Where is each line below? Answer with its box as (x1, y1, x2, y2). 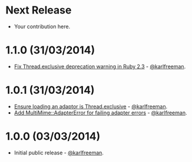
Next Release (5, 4, 72, 17)
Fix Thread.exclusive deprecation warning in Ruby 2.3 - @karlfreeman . (14, 63, 186, 70)
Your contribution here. (14, 23, 71, 30)
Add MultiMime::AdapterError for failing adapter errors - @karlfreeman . (14, 109, 187, 116)
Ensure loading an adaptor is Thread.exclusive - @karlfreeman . (14, 103, 168, 110)
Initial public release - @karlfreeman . (14, 149, 104, 156)
